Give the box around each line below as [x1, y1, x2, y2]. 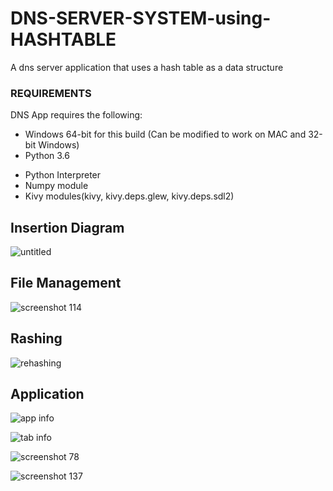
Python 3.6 [24, 150, 70, 162]
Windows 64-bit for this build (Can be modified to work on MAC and [24, 128, 307, 141]
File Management [10, 275, 122, 292]
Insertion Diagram [10, 219, 125, 236]
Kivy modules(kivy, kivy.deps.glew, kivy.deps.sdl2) [24, 190, 235, 202]
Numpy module [24, 180, 89, 192]
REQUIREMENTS [10, 86, 92, 100]
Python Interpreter [24, 169, 102, 181]
